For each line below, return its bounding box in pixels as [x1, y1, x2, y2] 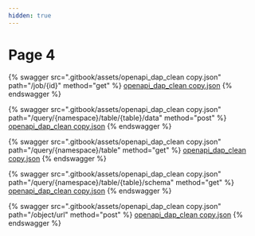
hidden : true [8, 11, 52, 20]
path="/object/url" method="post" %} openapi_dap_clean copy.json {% [8, 210, 243, 219]
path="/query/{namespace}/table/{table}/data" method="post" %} [8, 113, 227, 122]
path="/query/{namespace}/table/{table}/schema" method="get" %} [8, 177, 235, 187]
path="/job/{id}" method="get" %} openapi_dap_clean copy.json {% [8, 80, 233, 90]
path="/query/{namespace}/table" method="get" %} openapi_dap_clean [8, 145, 247, 155]
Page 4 [8, 45, 56, 64]
